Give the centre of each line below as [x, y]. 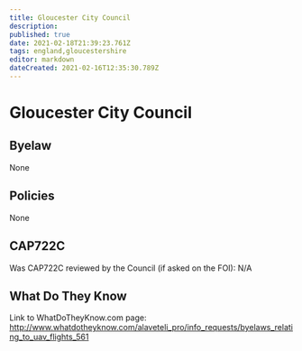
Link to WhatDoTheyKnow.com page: [78, 318]
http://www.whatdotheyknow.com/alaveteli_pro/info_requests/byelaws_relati [151, 328]
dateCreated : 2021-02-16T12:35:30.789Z [84, 69]
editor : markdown [42, 60]
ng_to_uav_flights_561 [49, 337]
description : [34, 26]
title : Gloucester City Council [70, 18]
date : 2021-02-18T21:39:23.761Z [70, 43]
